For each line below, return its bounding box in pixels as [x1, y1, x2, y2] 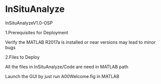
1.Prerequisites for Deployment [5, 29, 68, 35]
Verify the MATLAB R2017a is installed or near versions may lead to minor [5, 39, 156, 45]
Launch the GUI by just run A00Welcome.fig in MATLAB [5, 73, 120, 79]
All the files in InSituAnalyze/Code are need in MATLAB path [5, 64, 129, 70]
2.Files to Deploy [5, 54, 40, 60]
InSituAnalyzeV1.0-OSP [5, 20, 53, 26]
